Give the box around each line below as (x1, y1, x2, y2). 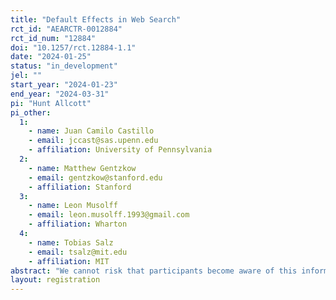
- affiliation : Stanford (28, 182, 132, 192)
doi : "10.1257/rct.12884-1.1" (10, 42, 137, 53)
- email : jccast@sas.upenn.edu (28, 136, 159, 146)
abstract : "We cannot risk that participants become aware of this (10, 266, 298, 276)
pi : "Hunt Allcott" (10, 98, 92, 108)
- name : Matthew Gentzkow (28, 163, 137, 173)
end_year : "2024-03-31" (10, 89, 110, 99)
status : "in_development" (10, 61, 118, 71)
